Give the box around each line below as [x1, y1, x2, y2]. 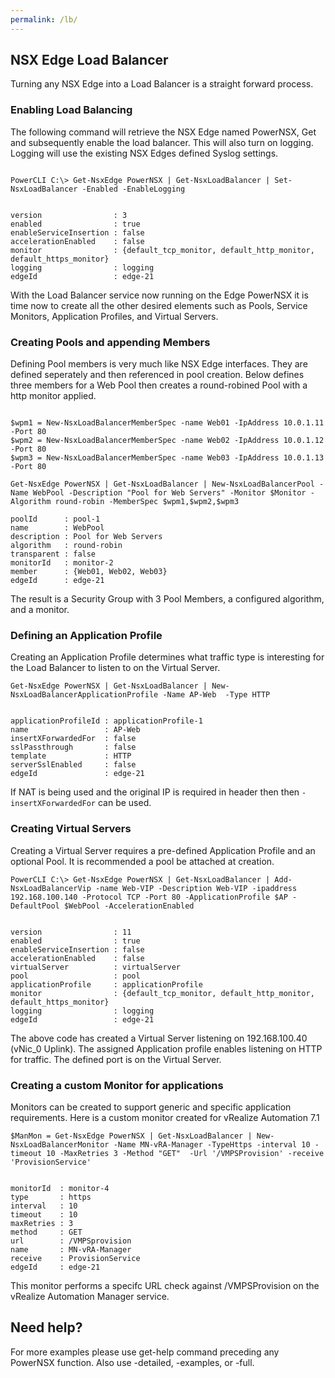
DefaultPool [10, 901, 60, 911]
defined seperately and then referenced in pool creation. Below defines [10, 369, 305, 381]
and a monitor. [10, 604, 70, 616]
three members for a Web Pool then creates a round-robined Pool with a [10, 379, 308, 391]
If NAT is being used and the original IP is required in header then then [10, 786, 300, 798]
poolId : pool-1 [10, 514, 101, 525]
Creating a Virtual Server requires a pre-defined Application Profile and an [10, 844, 316, 856]
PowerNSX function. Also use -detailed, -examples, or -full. [10, 1356, 255, 1368]
